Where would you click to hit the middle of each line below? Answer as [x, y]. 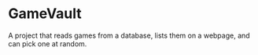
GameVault [45, 14]
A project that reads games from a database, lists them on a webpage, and [129, 35]
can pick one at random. [48, 43]
